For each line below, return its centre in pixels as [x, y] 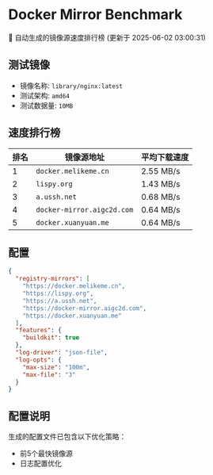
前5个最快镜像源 [46, 454]
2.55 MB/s [161, 170]
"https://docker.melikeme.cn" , [74, 286]
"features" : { [38, 331]
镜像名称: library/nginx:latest [71, 86]
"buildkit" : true [51, 338]
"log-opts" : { [38, 360]
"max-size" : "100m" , [56, 367]
